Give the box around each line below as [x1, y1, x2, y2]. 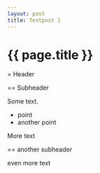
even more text [7, 159, 51, 167]
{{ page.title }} [7, 47, 94, 63]
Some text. [7, 97, 38, 106]
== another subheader [7, 145, 72, 154]
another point [17, 118, 57, 127]
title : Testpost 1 [7, 17, 61, 24]
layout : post [7, 10, 45, 18]
